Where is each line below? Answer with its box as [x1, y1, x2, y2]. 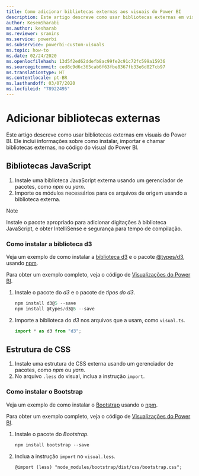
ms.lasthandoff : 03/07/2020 [6, 81, 76, 87]
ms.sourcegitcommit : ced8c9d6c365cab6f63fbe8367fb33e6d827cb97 [6, 64, 166, 70]
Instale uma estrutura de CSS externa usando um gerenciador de [14, 360, 174, 367]
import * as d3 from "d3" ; [14, 328, 82, 334]
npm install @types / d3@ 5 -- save [14, 306, 95, 312]
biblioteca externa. [14, 195, 61, 202]
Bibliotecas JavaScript [6, 161, 91, 171]
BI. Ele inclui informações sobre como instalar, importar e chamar [6, 137, 165, 144]
